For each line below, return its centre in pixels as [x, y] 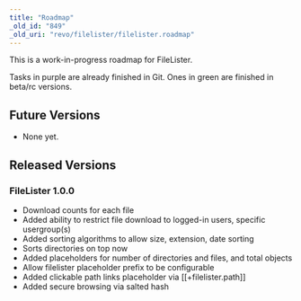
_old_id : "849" [38, 26]
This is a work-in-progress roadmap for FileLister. [101, 60]
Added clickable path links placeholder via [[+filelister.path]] [134, 277]
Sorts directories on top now [75, 248]
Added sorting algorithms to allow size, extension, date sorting [138, 238]
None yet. [40, 137]
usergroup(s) [47, 229]
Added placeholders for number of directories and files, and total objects [157, 258]
